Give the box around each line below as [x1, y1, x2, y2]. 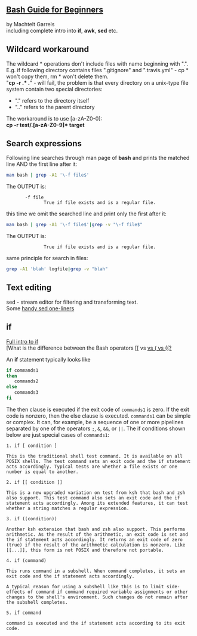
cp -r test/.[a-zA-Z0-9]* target [6, 121, 85, 128]
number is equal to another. [6, 468, 79, 475]
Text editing [6, 283, 52, 293]
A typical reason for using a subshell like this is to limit [6, 583, 164, 589]
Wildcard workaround [6, 44, 90, 54]
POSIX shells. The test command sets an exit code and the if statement [6, 458, 191, 464]
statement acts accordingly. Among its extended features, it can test [6, 500, 188, 506]
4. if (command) [6, 557, 47, 563]
